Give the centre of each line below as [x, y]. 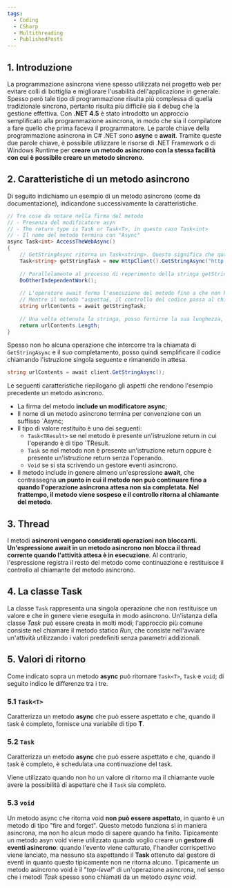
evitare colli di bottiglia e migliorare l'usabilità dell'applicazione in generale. [114, 91]
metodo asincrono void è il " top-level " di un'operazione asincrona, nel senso [116, 869]
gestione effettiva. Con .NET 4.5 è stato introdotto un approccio [98, 113]
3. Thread [28, 524]
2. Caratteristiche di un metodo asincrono [98, 180]
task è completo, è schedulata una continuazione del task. [90, 764]
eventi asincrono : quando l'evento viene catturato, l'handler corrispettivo [112, 847]
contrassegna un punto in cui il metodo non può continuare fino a [112, 480]
